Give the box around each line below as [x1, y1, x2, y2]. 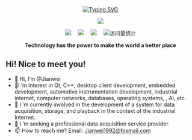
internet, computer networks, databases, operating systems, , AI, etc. [14, 94, 187, 101]
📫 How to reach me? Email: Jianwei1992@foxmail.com [14, 127, 151, 134]
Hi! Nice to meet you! [5, 59, 86, 69]
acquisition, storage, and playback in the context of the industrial [14, 107, 176, 114]
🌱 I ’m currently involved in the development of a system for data [14, 101, 175, 108]
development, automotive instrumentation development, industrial [14, 87, 178, 95]
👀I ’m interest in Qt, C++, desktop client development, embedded [14, 81, 176, 89]
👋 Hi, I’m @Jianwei [14, 75, 61, 82]
